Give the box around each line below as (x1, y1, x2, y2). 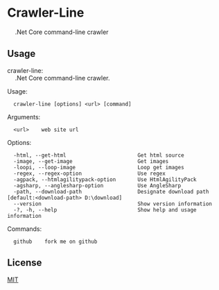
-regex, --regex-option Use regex (13, 170, 166, 177)
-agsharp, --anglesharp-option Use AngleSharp (13, 182, 182, 189)
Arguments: (7, 112, 41, 121)
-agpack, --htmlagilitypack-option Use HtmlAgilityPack (13, 176, 197, 183)
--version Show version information (13, 200, 213, 207)
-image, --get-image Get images (13, 157, 169, 164)
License (7, 257, 42, 268)
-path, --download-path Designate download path (13, 188, 209, 195)
